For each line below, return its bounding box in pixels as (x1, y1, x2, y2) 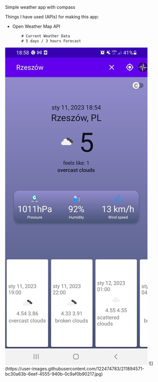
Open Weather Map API (12, 23, 61, 29)
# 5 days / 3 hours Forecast (21, 39, 81, 44)
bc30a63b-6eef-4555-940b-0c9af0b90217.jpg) (5, 371, 103, 377)
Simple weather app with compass (5, 4, 76, 10)
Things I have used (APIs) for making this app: (5, 14, 99, 19)
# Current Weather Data (21, 34, 70, 39)
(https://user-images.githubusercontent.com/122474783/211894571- (5, 366, 145, 372)
